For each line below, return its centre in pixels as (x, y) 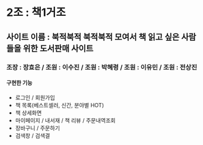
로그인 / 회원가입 (35, 97)
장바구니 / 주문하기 (37, 128)
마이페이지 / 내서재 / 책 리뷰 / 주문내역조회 (65, 120)
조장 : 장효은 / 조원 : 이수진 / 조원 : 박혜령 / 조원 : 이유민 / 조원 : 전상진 (102, 67)
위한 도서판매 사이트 (58, 48)
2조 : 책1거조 (36, 12)
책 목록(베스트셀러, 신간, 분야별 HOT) (59, 105)
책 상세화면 (28, 113)
